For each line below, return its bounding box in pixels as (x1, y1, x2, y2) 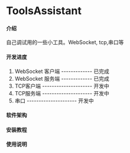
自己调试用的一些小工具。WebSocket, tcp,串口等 (6, 39, 124, 46)
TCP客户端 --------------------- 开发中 (14, 82, 109, 89)
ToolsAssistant (6, 4, 82, 18)
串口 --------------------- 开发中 (14, 97, 94, 104)
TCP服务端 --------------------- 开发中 (14, 89, 109, 97)
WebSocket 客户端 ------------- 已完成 (14, 68, 109, 75)
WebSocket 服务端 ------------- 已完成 (14, 75, 109, 82)
